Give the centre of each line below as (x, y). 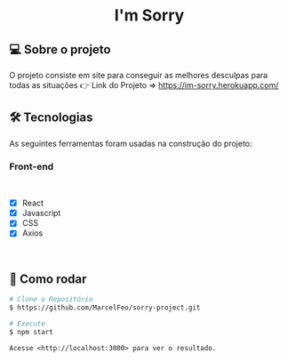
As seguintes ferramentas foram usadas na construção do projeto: (131, 143)
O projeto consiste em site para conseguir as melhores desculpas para (139, 75)
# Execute (28, 324)
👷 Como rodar (48, 279)
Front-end (32, 166)
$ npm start (31, 332)
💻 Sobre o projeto (60, 49)
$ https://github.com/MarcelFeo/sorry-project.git (105, 308)
